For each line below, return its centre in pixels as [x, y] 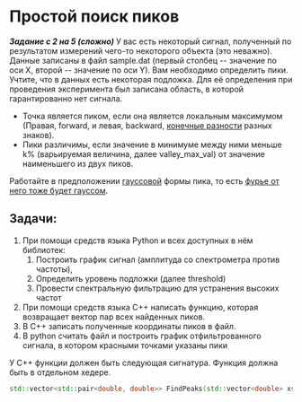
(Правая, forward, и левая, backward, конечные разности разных [147, 125]
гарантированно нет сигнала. [66, 98]
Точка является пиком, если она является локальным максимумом [152, 116]
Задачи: [33, 218]
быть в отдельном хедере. [60, 372]
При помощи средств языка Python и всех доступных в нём [138, 240]
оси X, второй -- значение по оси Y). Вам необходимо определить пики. [149, 70]
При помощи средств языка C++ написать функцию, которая [140, 307]
